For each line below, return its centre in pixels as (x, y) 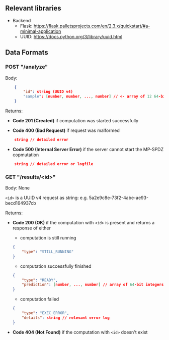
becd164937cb (21, 203)
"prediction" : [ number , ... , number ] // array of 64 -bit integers (93, 285)
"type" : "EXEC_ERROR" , (46, 313)
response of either (32, 228)
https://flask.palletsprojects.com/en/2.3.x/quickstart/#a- (92, 26)
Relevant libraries (33, 8)
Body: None (18, 188)
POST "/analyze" (27, 67)
